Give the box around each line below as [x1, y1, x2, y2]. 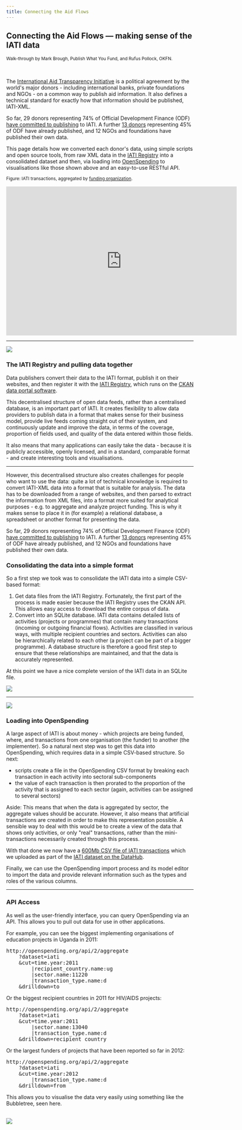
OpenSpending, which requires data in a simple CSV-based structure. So [6, 749, 185, 756]
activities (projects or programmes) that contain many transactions [14, 618, 178, 625]
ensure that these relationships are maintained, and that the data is [14, 650, 178, 657]
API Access [6, 898, 40, 907]
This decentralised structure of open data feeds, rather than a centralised [6, 398, 186, 405]
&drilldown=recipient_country [18, 1035, 107, 1042]
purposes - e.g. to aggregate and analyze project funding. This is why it [6, 503, 182, 510]
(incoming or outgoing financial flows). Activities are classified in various [14, 624, 193, 632]
